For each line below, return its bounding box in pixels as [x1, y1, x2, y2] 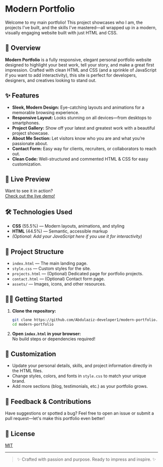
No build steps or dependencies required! [12, 336, 96, 342]
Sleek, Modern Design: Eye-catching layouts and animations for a [12, 104, 145, 110]
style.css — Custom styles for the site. [12, 266, 91, 271]
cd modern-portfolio [12, 322, 54, 327]
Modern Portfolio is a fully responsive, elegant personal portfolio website [5, 57, 152, 63]
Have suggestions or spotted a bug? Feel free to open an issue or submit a [5, 410, 154, 416]
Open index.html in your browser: [12, 331, 81, 336]
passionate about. [12, 140, 49, 146]
